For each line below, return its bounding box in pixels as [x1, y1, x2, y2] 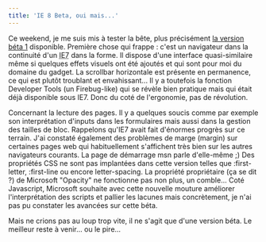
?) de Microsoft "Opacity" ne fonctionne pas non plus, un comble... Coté [8, 175, 245, 185]
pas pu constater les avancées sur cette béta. [8, 200, 158, 210]
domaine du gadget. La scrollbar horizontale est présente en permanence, [8, 67, 252, 76]
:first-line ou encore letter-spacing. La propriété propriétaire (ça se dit [29, 167, 257, 176]
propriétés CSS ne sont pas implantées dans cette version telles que [8, 158, 232, 167]
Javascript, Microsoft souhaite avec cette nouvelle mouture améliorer [8, 183, 236, 193]
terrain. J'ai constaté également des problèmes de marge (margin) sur [8, 133, 238, 143]
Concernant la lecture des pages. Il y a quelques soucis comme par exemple [8, 108, 259, 117]
